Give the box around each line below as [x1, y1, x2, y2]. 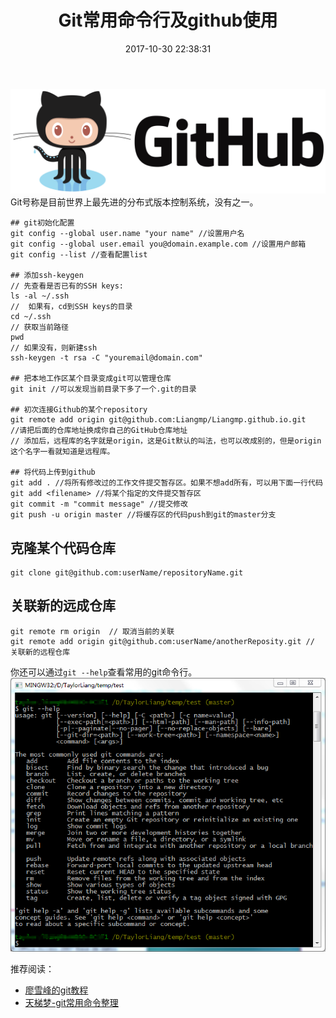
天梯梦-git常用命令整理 [24, 996, 119, 1008]
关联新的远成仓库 [10, 597, 116, 615]
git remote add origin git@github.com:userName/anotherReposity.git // [10, 636, 315, 646]
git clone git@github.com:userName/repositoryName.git [10, 568, 244, 578]
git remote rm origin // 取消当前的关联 [10, 626, 175, 636]
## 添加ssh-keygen [10, 271, 84, 281]
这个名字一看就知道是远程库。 [10, 447, 115, 457]
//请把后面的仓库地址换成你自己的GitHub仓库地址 [10, 426, 188, 436]
